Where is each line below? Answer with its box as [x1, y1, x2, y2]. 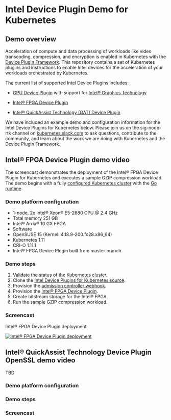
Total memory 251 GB [12, 215, 58, 221]
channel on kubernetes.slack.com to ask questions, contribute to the [12, 130, 157, 136]
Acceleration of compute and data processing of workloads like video [5, 48, 152, 54]
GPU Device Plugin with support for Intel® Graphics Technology [12, 90, 147, 95]
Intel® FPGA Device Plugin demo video [5, 155, 130, 164]
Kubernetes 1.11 [12, 237, 45, 243]
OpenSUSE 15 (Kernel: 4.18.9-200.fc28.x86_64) [12, 231, 112, 238]
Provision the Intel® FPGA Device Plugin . [12, 288, 98, 294]
